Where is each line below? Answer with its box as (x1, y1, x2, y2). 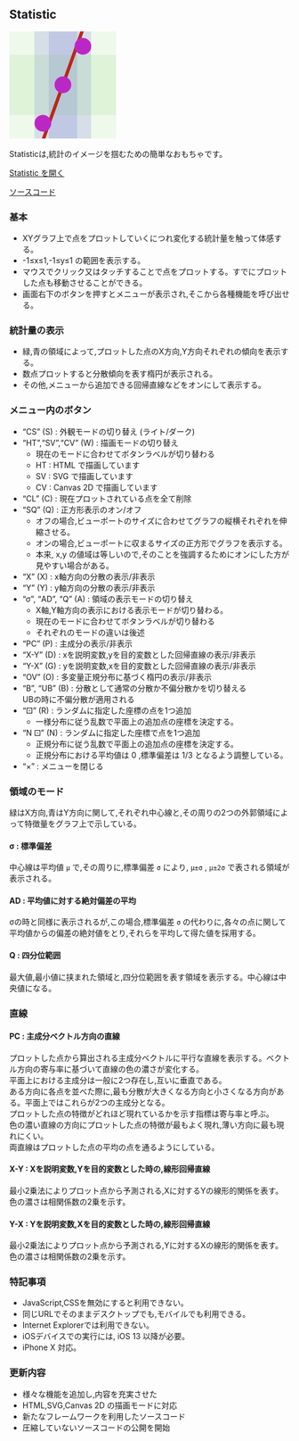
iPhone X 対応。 (21, 1342, 82, 1353)
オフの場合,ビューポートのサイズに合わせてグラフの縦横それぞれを (35, 515, 280, 526)
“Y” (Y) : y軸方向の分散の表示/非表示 (21, 582, 156, 592)
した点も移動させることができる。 (21, 277, 148, 288)
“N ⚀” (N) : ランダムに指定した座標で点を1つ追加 (21, 727, 201, 738)
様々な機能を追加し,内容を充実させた (21, 1388, 158, 1399)
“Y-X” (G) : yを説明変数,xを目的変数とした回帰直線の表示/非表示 (21, 660, 256, 671)
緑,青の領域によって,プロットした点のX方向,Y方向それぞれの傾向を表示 (21, 346, 281, 357)
